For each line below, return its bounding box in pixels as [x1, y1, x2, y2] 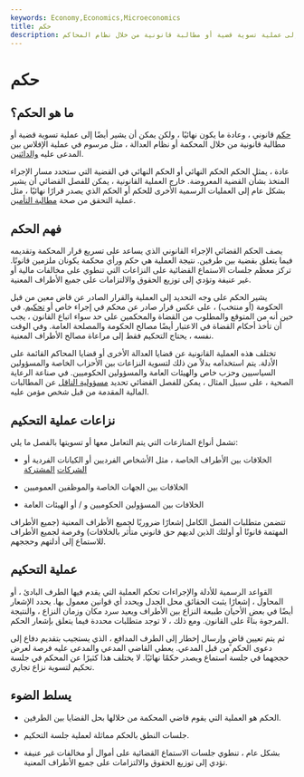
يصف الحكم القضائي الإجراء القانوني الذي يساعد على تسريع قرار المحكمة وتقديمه [10, 246, 283, 257]
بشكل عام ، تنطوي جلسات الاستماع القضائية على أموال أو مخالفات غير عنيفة [23, 747, 280, 758]
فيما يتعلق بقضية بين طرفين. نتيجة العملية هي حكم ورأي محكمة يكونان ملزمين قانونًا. [10, 255, 293, 266]
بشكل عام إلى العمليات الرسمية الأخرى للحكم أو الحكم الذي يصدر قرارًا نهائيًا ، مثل [10, 185, 286, 196]
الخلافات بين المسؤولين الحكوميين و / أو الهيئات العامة [23, 500, 204, 510]
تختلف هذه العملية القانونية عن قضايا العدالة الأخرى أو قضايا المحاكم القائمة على [10, 348, 277, 359]
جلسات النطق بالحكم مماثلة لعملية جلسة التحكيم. [23, 729, 190, 740]
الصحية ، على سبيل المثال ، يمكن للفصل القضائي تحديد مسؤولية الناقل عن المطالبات [10, 377, 294, 388]
